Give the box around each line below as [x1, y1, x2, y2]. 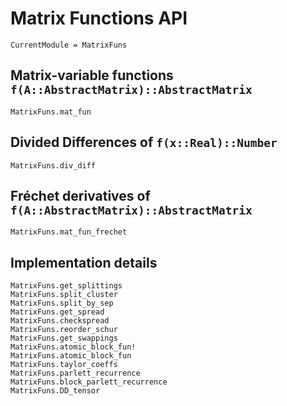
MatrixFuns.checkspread [10, 316, 110, 326]
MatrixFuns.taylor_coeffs [10, 360, 118, 370]
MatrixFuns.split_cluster [10, 290, 118, 300]
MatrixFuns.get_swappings [10, 333, 118, 344]
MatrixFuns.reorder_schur [10, 325, 118, 335]
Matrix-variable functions [10, 67, 174, 84]
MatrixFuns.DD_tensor [10, 386, 101, 396]
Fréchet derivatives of [10, 187, 151, 204]
